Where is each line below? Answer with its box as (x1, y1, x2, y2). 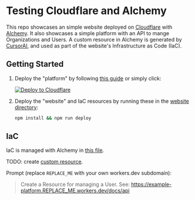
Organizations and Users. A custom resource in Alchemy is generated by (6, 36, 182, 43)
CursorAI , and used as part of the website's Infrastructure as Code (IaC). (6, 42, 182, 49)
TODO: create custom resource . (6, 158, 83, 165)
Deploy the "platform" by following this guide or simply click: (14, 74, 162, 82)
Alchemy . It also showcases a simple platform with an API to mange (6, 29, 169, 36)
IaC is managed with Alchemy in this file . (6, 147, 105, 154)
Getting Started (6, 59, 64, 69)
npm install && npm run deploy (14, 115, 92, 121)
